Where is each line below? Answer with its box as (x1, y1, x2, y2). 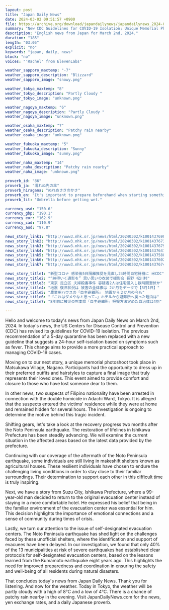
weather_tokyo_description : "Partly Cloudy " (5, 91, 102, 96)
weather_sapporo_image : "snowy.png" (5, 77, 82, 82)
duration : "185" (5, 36, 39, 41)
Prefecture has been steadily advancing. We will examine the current (5, 432, 148, 438)
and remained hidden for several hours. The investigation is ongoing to (5, 406, 152, 412)
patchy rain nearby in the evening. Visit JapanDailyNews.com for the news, (5, 594, 161, 600)
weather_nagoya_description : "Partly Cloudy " (5, 109, 105, 115)
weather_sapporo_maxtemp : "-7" (5, 68, 71, 73)
